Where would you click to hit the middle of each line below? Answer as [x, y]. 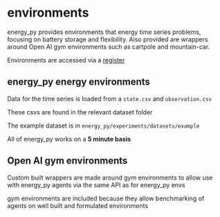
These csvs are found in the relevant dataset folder [80, 112]
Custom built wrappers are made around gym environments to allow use [110, 177]
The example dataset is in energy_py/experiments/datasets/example [103, 125]
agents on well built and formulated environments [78, 205]
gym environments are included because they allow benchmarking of [106, 198]
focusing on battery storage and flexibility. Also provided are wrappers [108, 39]
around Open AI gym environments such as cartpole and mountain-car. [109, 46]
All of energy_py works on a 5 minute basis [69, 139]
